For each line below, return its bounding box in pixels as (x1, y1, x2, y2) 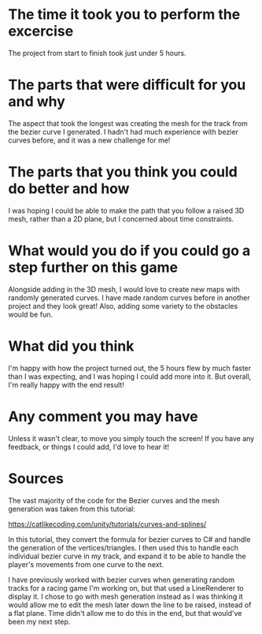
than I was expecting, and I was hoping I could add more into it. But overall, (8, 372, 252, 381)
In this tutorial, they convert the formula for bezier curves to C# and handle (8, 534, 251, 544)
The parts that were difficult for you (8, 76, 246, 94)
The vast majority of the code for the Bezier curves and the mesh (8, 495, 220, 505)
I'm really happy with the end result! (8, 380, 124, 389)
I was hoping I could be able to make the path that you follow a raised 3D (8, 206, 245, 215)
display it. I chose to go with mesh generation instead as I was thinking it (8, 591, 243, 601)
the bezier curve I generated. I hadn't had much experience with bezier (8, 127, 238, 136)
